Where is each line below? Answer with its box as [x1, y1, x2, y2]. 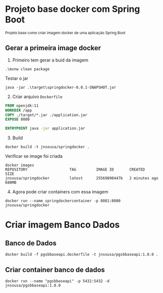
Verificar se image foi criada [5, 153, 63, 159]
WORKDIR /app [5, 108, 32, 113]
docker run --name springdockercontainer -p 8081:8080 [5, 198, 121, 204]
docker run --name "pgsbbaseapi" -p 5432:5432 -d [5, 279, 110, 284]
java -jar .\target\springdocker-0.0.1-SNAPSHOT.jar [5, 85, 116, 90]
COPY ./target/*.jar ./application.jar [5, 113, 88, 117]
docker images [5, 163, 35, 168]
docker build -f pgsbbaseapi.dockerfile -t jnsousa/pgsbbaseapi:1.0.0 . [5, 252, 159, 257]
